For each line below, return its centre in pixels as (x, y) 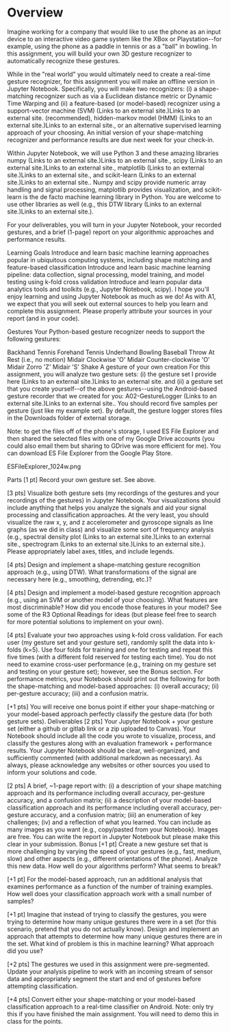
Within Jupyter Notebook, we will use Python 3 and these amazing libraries (113, 153)
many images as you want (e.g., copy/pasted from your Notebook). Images (113, 829)
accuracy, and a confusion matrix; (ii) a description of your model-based (110, 800)
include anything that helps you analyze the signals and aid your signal (107, 507)
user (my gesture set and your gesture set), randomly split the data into (108, 642)
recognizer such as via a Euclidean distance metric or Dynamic (124, 96)
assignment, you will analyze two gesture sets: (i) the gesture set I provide (112, 374)
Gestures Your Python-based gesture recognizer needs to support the (106, 332)
